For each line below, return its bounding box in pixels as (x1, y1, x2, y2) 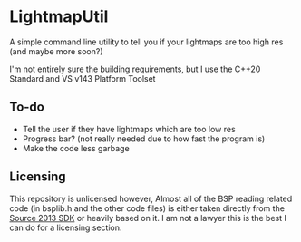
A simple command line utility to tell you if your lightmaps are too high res (9, 36, 284, 47)
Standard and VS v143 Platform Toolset (9, 73, 156, 83)
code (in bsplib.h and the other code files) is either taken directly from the (9, 202, 286, 214)
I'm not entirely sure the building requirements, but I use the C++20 (9, 63, 261, 74)
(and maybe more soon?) (9, 45, 103, 56)
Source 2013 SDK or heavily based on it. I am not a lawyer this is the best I (9, 212, 287, 223)
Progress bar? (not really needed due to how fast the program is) (22, 133, 266, 144)
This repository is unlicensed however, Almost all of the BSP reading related (9, 193, 293, 204)
